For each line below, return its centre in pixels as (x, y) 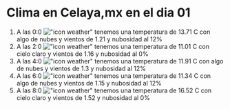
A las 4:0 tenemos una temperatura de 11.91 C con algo (120, 61)
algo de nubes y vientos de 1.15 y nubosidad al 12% (89, 83)
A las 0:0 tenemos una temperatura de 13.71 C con (113, 32)
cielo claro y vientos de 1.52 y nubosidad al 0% (83, 97)
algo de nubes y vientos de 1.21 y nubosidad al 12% (89, 39)
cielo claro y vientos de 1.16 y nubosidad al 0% (82, 54)
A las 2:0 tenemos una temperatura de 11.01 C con (113, 46)
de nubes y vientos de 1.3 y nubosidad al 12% (81, 68)
